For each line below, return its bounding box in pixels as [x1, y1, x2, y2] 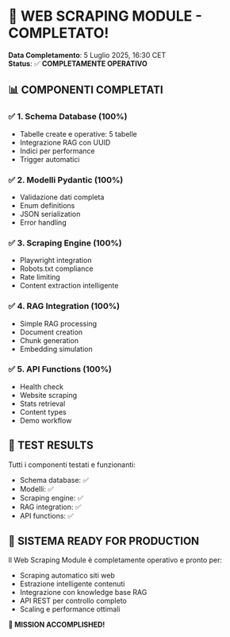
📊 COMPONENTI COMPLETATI [8, 83, 164, 97]
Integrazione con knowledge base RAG [19, 588, 148, 597]
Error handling [19, 218, 67, 227]
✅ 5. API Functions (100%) [8, 364, 113, 375]
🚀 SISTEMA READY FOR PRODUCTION [8, 535, 200, 548]
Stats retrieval [19, 399, 66, 408]
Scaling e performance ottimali [19, 604, 121, 614]
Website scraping [19, 390, 78, 400]
